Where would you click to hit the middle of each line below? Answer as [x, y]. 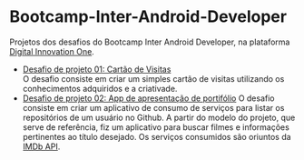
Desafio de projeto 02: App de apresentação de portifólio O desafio [148, 98]
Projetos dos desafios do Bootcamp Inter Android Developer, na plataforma [150, 42]
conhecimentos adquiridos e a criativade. [100, 88]
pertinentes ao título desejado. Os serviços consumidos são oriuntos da [157, 136]
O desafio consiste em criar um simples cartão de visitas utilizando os [153, 78]
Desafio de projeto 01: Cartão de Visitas [97, 69]
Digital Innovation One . [52, 51]
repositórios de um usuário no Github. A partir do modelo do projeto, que [159, 117]
